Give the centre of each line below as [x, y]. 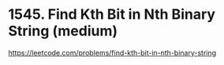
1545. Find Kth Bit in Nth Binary [112, 14]
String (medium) [63, 31]
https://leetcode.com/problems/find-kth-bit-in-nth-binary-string [112, 52]
